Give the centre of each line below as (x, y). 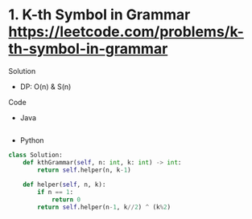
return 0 (66, 200)
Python (32, 140)
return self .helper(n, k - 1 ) (84, 170)
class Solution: (35, 155)
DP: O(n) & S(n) (45, 87)
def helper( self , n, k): (64, 185)
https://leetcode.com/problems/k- (126, 32)
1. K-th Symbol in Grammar (99, 15)
